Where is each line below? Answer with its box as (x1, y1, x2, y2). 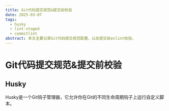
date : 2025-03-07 (5, 12, 42, 17)
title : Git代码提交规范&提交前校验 (5, 7, 72, 13)
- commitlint (10, 31, 38, 36)
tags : (5, 17, 17, 22)
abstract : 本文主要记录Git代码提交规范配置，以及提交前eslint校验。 (5, 36, 136, 41)
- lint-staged (10, 26, 40, 32)
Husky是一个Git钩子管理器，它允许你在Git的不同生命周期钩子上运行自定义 (5, 94, 160, 100)
